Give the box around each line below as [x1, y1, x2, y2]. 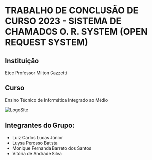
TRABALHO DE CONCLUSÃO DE [5, 5, 139, 16]
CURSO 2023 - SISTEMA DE [5, 15, 122, 27]
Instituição [5, 56, 39, 65]
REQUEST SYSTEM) [5, 37, 88, 48]
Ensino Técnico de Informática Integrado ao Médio [5, 97, 108, 103]
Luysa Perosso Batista [12, 140, 58, 146]
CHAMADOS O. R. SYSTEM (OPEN [5, 26, 148, 37]
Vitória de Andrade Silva [12, 150, 62, 156]
